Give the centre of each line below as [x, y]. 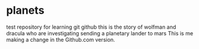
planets [25, 10]
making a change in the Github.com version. [61, 39]
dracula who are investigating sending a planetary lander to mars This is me [100, 33]
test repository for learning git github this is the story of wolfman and [91, 27]
